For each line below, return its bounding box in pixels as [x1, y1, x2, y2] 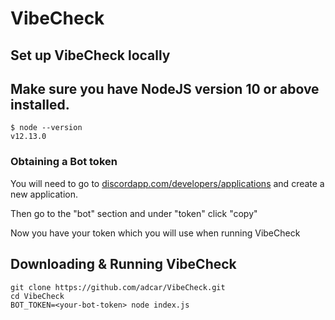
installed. [10, 96, 70, 113]
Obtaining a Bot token [10, 155, 118, 169]
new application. [10, 188, 79, 200]
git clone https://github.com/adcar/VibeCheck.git [10, 282, 226, 292]
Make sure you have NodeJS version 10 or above [10, 80, 320, 97]
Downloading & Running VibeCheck [10, 256, 237, 273]
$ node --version [10, 123, 83, 133]
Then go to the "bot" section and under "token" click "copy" [10, 207, 258, 219]
